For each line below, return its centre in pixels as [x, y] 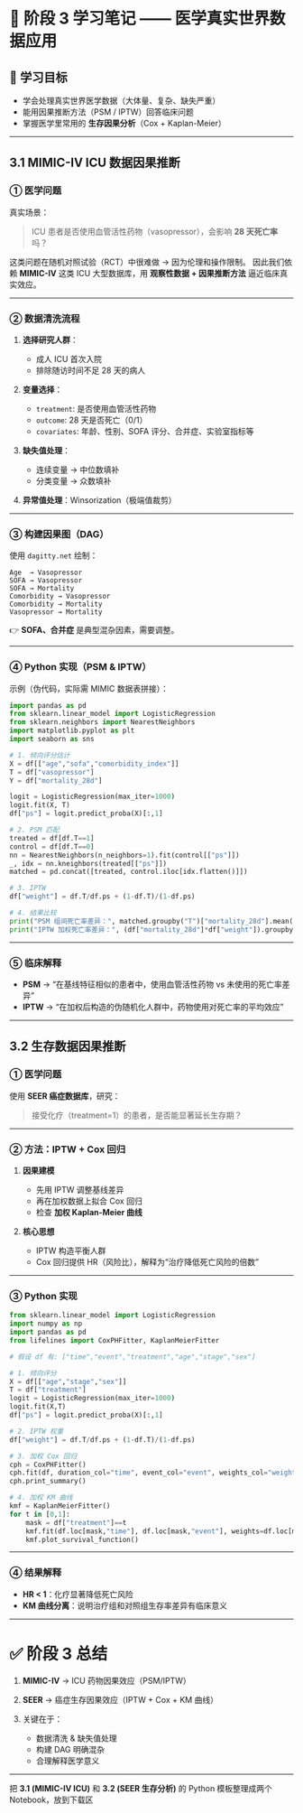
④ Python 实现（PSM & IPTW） [80, 667]
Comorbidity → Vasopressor [60, 597]
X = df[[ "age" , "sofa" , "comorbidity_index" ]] [94, 764]
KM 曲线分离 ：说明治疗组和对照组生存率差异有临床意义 [125, 1605]
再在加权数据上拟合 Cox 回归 [89, 1201]
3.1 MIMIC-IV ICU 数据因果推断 [95, 163]
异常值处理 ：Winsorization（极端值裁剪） [100, 500]
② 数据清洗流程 [45, 319]
